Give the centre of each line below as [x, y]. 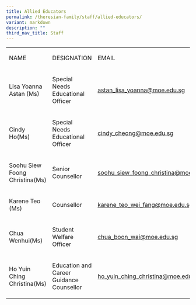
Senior [61, 169]
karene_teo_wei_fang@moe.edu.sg [145, 205]
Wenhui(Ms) [26, 241]
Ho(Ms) [20, 137]
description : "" [26, 28]
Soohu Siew [25, 165]
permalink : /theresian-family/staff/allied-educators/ [74, 17]
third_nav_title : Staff [35, 33]
